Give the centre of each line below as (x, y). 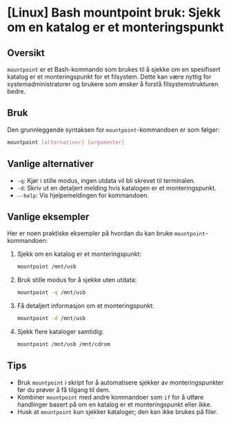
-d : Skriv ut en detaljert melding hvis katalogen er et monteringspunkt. (117, 188)
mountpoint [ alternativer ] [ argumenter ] (66, 142)
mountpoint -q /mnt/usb (51, 293)
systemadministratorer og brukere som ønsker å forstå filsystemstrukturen (113, 84)
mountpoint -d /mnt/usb (51, 319)
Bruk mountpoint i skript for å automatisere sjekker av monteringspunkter (120, 382)
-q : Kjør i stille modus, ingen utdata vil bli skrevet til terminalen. (106, 180)
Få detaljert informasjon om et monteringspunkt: (86, 306)
